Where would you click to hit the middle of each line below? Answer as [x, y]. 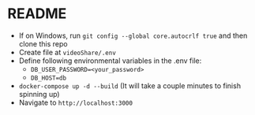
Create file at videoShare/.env [67, 52]
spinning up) [39, 94]
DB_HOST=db [49, 78]
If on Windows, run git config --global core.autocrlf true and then [133, 35]
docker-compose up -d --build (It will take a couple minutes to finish [130, 85]
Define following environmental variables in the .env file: [110, 61]
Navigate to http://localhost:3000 [76, 102]
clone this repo [43, 43]
